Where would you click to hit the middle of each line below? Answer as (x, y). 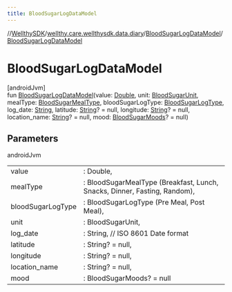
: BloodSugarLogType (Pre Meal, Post (144, 202)
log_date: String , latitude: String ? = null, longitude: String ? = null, (99, 109)
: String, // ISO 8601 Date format (136, 233)
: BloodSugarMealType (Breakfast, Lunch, (151, 182)
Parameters (33, 138)
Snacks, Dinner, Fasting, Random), (139, 191)
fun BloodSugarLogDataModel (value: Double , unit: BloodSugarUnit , (103, 95)
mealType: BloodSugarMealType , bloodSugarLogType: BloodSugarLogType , (116, 102)
